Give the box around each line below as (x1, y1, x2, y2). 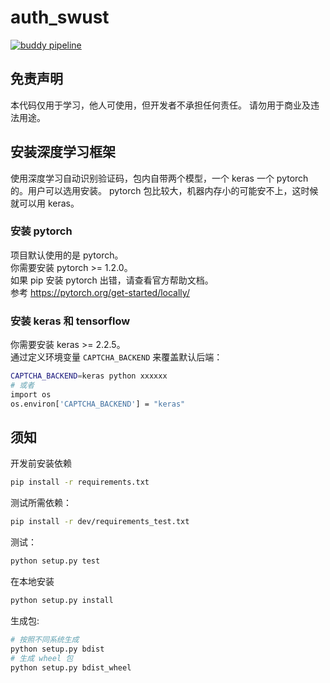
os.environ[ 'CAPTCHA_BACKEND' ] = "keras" (10, 399, 186, 409)
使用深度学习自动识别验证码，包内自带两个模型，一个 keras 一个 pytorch (10, 172, 309, 184)
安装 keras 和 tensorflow (10, 314, 131, 328)
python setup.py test (10, 556, 101, 566)
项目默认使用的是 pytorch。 (10, 249, 124, 261)
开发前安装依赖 (10, 457, 72, 470)
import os (10, 389, 52, 400)
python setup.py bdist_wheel (10, 662, 132, 673)
